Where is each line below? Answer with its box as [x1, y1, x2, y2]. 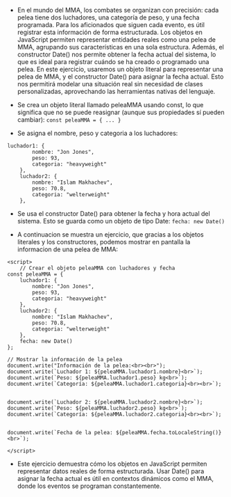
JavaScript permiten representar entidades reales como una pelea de [17, 35, 216, 44]
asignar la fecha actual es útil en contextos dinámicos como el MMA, [17, 475, 214, 482]
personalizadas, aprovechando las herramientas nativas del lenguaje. [17, 87, 216, 95]
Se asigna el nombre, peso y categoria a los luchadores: [17, 129, 178, 137]
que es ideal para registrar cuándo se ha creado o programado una [17, 58, 209, 65]
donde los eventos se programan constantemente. [17, 482, 162, 490]
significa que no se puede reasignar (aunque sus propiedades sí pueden [17, 108, 225, 116]
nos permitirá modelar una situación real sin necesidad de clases [17, 80, 203, 88]
